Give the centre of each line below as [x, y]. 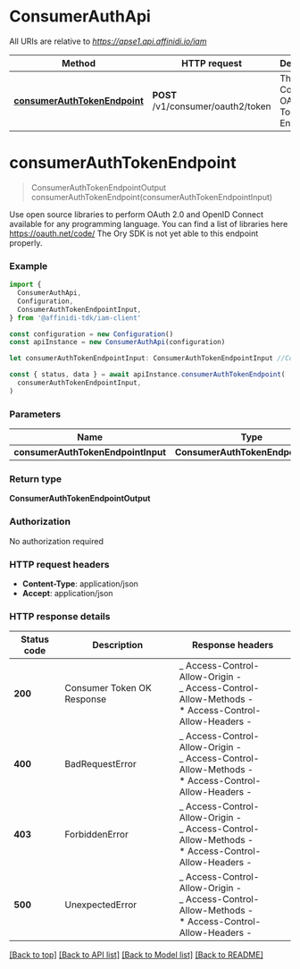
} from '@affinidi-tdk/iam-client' [75, 318]
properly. [26, 242]
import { [25, 285]
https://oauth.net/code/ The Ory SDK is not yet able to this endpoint [134, 233]
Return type [36, 479]
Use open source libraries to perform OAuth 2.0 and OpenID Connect [137, 214]
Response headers [233, 645]
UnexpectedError [101, 905]
